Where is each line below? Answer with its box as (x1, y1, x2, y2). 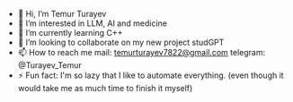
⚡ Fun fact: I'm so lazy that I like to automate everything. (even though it (17, 70, 285, 81)
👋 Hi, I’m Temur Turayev (17, 9, 107, 19)
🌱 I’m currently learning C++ (17, 28, 123, 38)
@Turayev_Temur (17, 60, 83, 71)
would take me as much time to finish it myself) (17, 83, 193, 93)
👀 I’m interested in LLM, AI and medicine (17, 18, 168, 29)
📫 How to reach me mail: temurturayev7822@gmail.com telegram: (17, 47, 266, 57)
